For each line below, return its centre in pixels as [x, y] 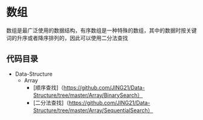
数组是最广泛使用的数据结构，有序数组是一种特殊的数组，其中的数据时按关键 [101, 30]
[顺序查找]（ [48, 87]
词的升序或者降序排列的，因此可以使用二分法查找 [67, 38]
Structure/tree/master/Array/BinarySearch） [88, 95]
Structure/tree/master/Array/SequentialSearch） [93, 110]
